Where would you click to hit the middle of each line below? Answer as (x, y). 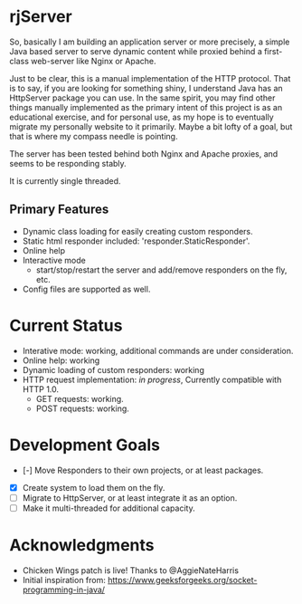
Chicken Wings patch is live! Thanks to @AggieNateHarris (131, 570)
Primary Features (59, 210)
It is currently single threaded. (65, 181)
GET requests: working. (80, 398)
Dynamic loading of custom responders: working (113, 369)
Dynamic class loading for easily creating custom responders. (137, 231)
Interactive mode (54, 260)
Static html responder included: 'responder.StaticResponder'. (136, 241)
